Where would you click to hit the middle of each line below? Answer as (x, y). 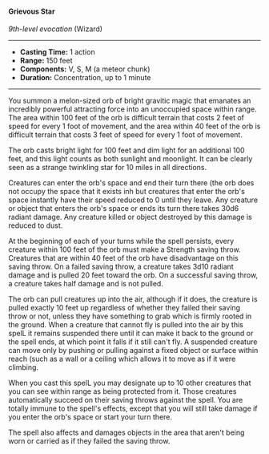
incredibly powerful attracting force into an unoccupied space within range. (133, 109)
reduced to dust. (36, 225)
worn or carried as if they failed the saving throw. (89, 441)
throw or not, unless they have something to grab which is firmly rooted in (130, 316)
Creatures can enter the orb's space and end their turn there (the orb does (131, 183)
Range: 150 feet (46, 61)
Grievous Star (32, 11)
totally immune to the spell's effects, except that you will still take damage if (133, 408)
